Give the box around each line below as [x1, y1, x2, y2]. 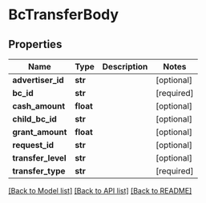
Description [102, 62, 148, 72]
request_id [12, 140, 55, 150]
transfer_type [12, 165, 66, 177]
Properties [8, 38, 63, 51]
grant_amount [12, 126, 67, 137]
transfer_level [12, 153, 67, 163]
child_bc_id [12, 113, 58, 125]
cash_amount [12, 101, 66, 111]
